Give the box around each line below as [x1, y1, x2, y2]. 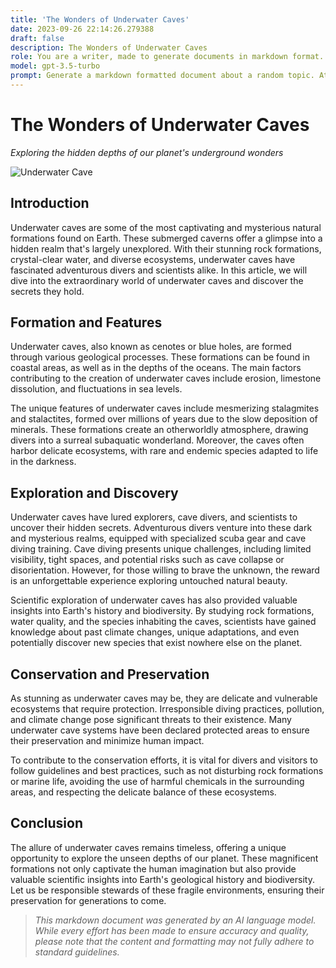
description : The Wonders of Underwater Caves [10, 42, 208, 53]
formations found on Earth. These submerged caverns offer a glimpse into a [10, 232, 323, 244]
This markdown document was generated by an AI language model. [34, 914, 317, 926]
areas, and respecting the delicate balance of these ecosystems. [10, 786, 277, 798]
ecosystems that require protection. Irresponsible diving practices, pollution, [10, 703, 325, 715]
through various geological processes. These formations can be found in [10, 351, 311, 363]
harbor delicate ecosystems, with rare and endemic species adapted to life [10, 445, 319, 457]
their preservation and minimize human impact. [10, 735, 205, 747]
